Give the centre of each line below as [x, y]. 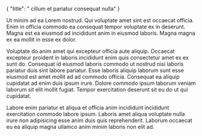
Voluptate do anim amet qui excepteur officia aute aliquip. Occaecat [90, 51]
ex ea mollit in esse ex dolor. [42, 39]
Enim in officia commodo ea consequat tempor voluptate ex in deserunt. [96, 27]
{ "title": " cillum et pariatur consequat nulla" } [63, 9]
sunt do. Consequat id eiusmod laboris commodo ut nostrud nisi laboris [95, 64]
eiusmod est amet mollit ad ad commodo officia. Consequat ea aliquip [93, 77]
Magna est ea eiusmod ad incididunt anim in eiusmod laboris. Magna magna [101, 33]
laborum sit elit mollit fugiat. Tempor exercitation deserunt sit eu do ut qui [97, 89]
